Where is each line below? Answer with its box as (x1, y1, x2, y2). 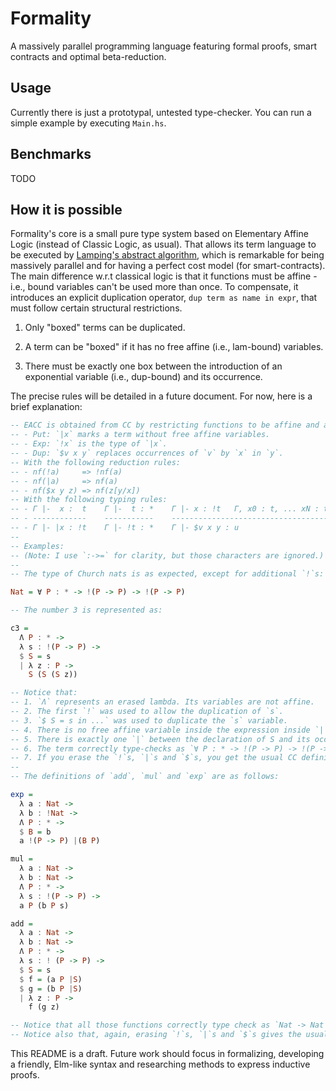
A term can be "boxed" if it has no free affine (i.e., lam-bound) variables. (24, 341, 324, 353)
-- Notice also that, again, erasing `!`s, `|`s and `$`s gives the (10, 1030, 302, 1040)
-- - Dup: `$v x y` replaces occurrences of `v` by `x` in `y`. (10, 448, 284, 458)
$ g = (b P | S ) (19, 983, 83, 994)
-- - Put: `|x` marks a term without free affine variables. (10, 430, 271, 440)
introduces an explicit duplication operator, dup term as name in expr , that (10, 292, 318, 304)
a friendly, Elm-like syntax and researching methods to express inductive (10, 1058, 311, 1070)
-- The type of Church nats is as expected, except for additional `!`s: (10, 569, 325, 579)
